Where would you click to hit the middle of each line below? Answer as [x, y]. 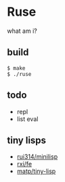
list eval [27, 119]
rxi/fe [24, 164]
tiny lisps [26, 140]
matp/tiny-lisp [36, 171]
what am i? [22, 31]
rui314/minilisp [37, 157]
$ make [16, 68]
